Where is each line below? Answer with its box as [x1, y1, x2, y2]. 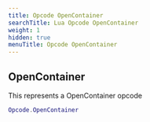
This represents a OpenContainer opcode [8, 91, 143, 100]
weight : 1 [8, 26, 41, 34]
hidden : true [8, 33, 51, 42]
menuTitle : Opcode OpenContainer [8, 41, 118, 49]
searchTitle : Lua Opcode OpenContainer [8, 19, 139, 27]
